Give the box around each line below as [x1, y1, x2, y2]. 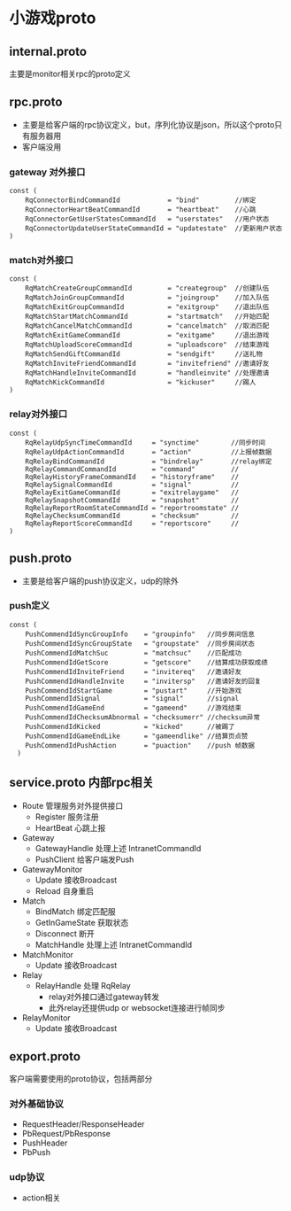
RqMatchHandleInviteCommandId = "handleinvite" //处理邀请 [25, 369, 270, 377]
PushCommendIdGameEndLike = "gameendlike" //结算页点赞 [25, 732, 249, 741]
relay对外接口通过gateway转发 [48, 991, 160, 1002]
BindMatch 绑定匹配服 [34, 905, 117, 917]
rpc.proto [9, 95, 63, 110]
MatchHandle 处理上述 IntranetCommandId [34, 939, 193, 950]
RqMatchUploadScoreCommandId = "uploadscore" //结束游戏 [25, 340, 270, 350]
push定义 [9, 600, 50, 612]
